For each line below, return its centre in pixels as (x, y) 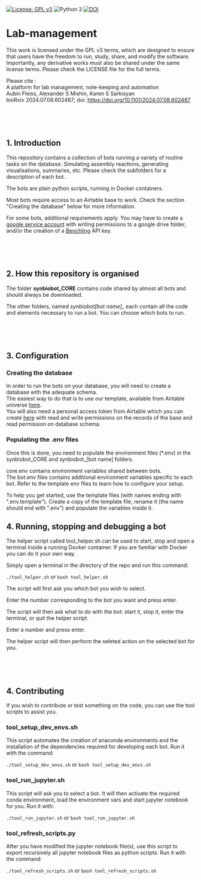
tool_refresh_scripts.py (41, 833)
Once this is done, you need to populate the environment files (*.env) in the (99, 453)
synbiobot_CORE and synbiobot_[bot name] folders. (70, 459)
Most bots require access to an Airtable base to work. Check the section (95, 200)
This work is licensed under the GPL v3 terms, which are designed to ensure (100, 50)
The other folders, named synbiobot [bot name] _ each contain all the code (97, 306)
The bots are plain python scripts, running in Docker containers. (85, 188)
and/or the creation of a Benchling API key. (59, 230)
